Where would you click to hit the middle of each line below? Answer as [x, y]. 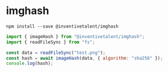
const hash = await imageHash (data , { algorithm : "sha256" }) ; [85, 58]
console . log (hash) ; [30, 64]
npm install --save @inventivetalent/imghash [62, 26]
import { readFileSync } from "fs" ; [50, 42]
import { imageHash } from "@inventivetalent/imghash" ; [75, 36]
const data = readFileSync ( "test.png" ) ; [56, 53]
